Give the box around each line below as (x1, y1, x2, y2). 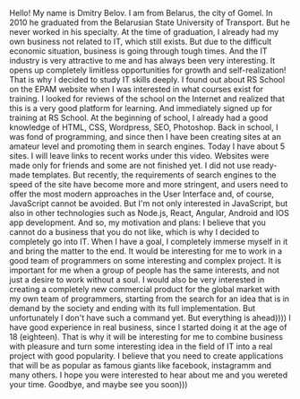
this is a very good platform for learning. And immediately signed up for (9, 103, 273, 113)
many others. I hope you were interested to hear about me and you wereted (9, 369, 288, 380)
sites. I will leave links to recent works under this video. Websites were (9, 151, 270, 160)
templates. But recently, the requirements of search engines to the (31, 169, 277, 180)
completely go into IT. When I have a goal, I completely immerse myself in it (9, 237, 288, 247)
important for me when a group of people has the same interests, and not (9, 265, 280, 275)
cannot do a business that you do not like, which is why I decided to (9, 227, 260, 237)
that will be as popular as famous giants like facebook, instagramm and (9, 360, 271, 370)
